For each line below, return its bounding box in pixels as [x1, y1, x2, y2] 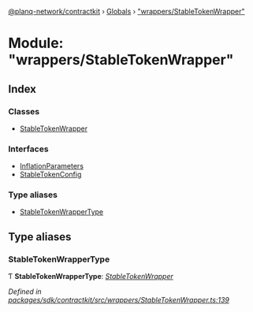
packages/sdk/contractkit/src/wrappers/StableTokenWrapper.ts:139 [8, 295, 230, 305]
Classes [8, 106, 40, 117]
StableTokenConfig [19, 169, 82, 180]
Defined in [8, 287, 42, 296]
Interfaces [8, 143, 49, 154]
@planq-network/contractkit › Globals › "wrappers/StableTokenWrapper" [8, 7, 246, 16]
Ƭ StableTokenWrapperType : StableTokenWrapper [8, 272, 173, 281]
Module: [8, 35, 64, 52]
